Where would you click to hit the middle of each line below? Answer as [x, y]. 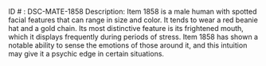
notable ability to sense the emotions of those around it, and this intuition [128, 45]
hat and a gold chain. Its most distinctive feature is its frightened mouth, [126, 28]
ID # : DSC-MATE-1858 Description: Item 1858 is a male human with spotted [133, 12]
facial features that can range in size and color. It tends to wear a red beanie [133, 20]
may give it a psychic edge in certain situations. [86, 54]
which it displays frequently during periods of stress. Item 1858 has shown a [133, 37]
